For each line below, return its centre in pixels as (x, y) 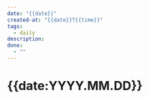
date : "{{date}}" (32, 13)
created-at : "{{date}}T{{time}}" (55, 20)
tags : (15, 26)
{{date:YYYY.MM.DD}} (75, 86)
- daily (24, 33)
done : (15, 45)
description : (26, 39)
